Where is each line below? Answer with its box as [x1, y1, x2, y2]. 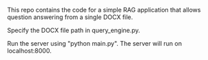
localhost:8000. [7, 47, 52, 55]
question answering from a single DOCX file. [7, 13, 133, 21]
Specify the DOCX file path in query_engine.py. [7, 27, 141, 34]
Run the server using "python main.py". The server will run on [7, 40, 183, 47]
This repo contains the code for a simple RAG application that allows [7, 6, 201, 14]
